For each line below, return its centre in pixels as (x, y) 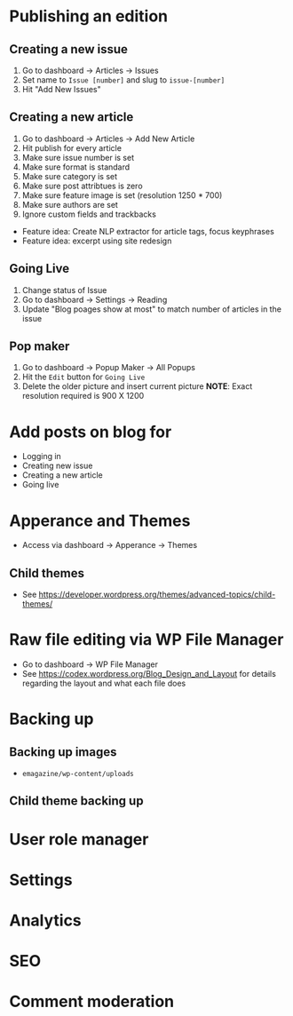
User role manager (79, 839)
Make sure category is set (70, 176)
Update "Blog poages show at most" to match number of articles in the (152, 309)
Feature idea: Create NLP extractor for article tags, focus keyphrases (148, 231)
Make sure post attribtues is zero (83, 186)
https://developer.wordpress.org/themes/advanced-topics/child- (157, 595)
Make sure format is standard (76, 167)
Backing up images (63, 752)
